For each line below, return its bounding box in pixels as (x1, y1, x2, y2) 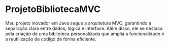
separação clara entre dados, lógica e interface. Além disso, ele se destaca (5, 25, 163, 31)
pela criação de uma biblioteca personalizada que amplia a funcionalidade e (5, 30, 164, 36)
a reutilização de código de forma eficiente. (5, 36, 96, 42)
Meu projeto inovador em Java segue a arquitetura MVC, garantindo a (5, 20, 151, 26)
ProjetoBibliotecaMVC (5, 3, 100, 15)
